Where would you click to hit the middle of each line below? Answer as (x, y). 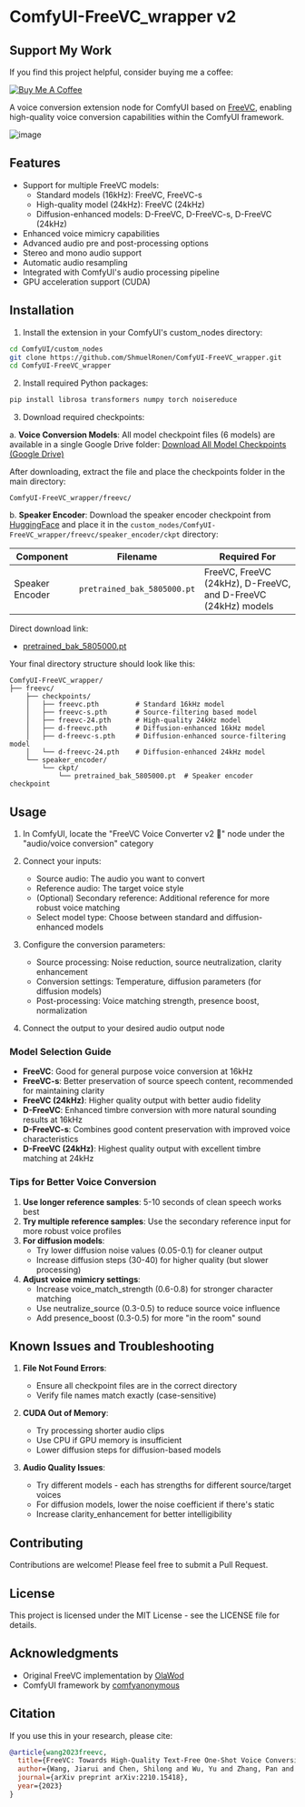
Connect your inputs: (62, 860)
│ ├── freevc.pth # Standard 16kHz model (125, 705)
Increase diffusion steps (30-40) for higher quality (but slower (152, 1260)
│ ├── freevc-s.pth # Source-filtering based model (142, 713)
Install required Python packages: (85, 383)
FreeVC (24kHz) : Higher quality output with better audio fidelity (142, 1100)
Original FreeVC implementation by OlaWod (103, 1675)
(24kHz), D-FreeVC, (247, 584)
